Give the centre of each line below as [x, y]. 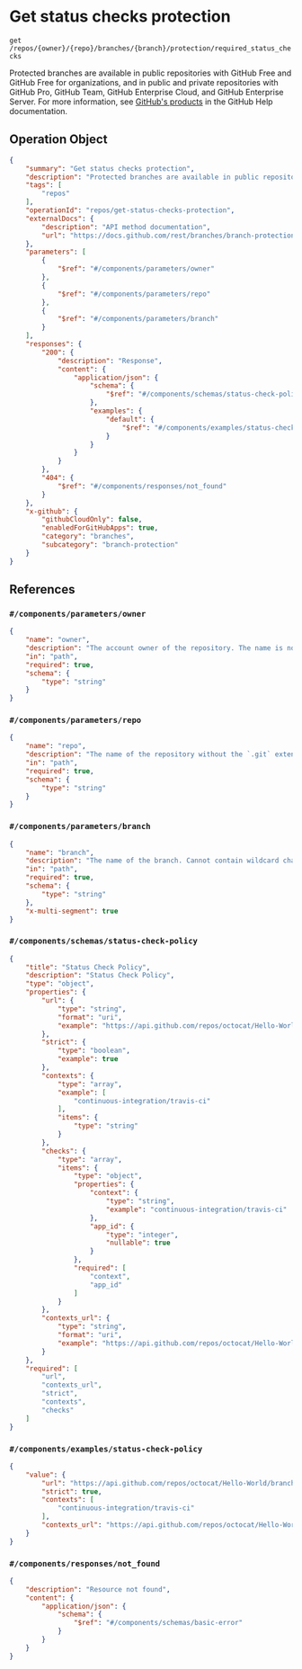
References [42, 589]
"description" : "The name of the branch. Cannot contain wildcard [152, 861]
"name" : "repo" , [56, 746]
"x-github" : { [52, 511]
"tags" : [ [44, 185]
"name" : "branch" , [60, 852]
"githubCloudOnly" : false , [92, 520]
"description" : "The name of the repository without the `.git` [148, 754]
